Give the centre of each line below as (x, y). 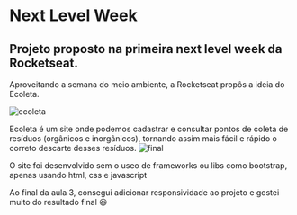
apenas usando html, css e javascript (78, 175)
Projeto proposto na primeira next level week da (146, 49)
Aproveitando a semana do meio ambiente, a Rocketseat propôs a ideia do (147, 85)
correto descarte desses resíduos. (73, 148)
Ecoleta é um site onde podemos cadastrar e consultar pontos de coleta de (149, 129)
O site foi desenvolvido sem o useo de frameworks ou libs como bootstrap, (148, 166)
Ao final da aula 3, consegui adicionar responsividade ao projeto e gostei (144, 193)
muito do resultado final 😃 (58, 202)
